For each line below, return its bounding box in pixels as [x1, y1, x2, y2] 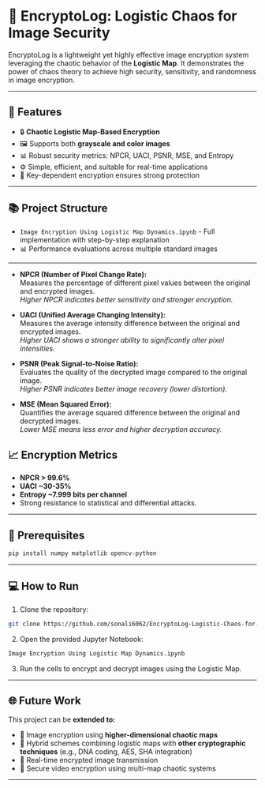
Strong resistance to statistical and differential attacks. [19, 498, 197, 508]
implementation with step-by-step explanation [19, 235, 170, 244]
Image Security [8, 24, 110, 42]
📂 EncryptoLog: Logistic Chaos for [8, 7, 238, 25]
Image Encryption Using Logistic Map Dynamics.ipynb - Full [19, 227, 215, 236]
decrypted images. [19, 416, 81, 426]
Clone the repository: [19, 604, 89, 614]
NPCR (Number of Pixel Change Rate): [19, 269, 147, 279]
